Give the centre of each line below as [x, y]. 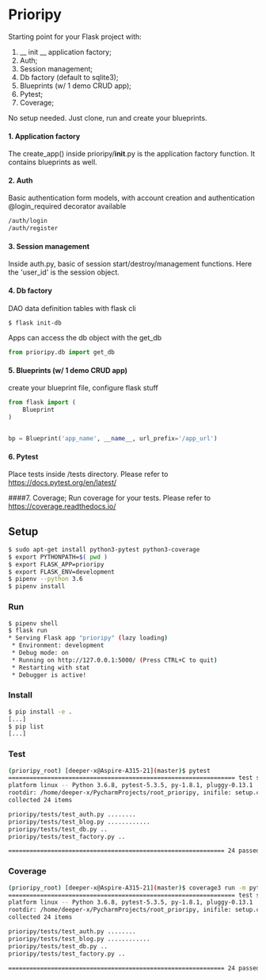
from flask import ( [42, 402]
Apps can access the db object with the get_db [85, 338]
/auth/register [33, 229]
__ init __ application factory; [66, 52]
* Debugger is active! [49, 675]
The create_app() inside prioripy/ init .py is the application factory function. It [132, 154]
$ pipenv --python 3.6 [46, 579]
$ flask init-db [35, 323]
